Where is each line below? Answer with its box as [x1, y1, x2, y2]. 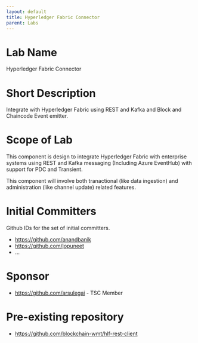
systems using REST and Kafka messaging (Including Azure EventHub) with [6, 160, 192, 167]
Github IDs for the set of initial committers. [6, 225, 110, 232]
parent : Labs [6, 20, 39, 26]
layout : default [6, 8, 47, 15]
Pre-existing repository [6, 310, 124, 324]
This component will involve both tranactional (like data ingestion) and [6, 177, 178, 185]
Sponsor [6, 269, 49, 283]
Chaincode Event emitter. [6, 112, 69, 120]
